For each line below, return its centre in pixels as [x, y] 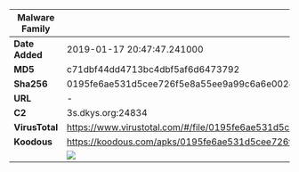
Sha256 [31, 84]
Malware [36, 17]
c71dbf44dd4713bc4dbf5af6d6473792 [153, 69]
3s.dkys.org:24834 [107, 113]
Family [36, 29]
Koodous [33, 142]
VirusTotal [36, 127]
